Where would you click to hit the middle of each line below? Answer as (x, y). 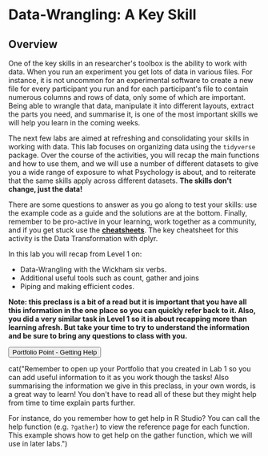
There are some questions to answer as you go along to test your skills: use (133, 204)
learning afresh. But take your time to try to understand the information (129, 327)
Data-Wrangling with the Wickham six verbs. (93, 270)
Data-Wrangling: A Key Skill (102, 15)
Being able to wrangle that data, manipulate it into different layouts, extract (131, 106)
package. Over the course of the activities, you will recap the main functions (134, 155)
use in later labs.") (38, 444)
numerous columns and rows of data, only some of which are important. (127, 97)
